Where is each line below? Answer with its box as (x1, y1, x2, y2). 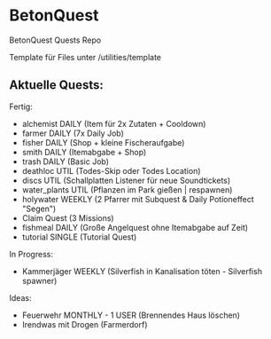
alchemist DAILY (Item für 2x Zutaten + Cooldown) (21, 118, 206, 129)
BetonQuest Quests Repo (9, 35, 102, 45)
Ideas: (9, 292, 32, 303)
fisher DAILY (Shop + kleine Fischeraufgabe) (21, 137, 185, 147)
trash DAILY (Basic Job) (21, 156, 109, 167)
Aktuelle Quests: (9, 77, 104, 93)
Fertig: (9, 101, 33, 112)
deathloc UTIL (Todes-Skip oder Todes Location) (21, 165, 201, 176)
